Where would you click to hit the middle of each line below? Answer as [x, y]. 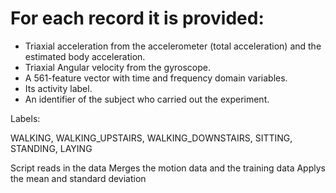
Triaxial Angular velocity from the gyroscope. [117, 67]
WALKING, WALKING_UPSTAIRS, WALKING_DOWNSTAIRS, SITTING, [151, 138]
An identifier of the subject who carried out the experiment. [147, 99]
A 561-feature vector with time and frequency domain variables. [156, 78]
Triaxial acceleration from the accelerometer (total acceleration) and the [173, 46]
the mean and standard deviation [78, 178]
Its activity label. [58, 88]
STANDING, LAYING [51, 148]
